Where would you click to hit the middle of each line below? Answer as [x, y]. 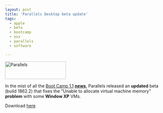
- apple [17, 23]
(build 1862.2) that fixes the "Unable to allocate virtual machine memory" [78, 91]
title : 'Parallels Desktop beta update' [47, 14]
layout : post [18, 9]
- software [20, 46]
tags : [10, 19]
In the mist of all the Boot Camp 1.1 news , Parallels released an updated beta [82, 86]
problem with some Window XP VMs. [43, 96]
